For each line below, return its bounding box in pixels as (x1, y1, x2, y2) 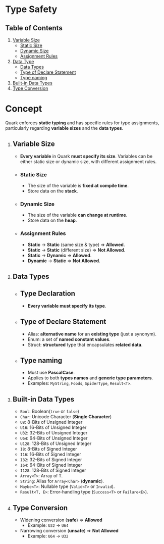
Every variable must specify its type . (27, 303, 106, 309)
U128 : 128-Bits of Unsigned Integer (20, 440, 92, 447)
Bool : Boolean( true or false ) (20, 408, 80, 415)
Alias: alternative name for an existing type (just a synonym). (27, 331, 156, 337)
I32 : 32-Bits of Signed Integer (20, 457, 82, 463)
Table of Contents (5, 24, 63, 32)
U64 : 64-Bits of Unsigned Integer (20, 435, 88, 441)
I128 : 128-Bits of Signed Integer (20, 467, 86, 473)
